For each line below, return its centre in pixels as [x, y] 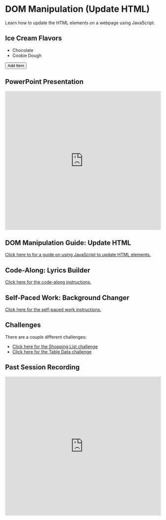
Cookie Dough [27, 55]
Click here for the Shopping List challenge [55, 346]
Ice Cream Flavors [34, 38]
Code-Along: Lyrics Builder [48, 270]
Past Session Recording [42, 367]
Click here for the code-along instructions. [48, 282]
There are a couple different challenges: [46, 337]
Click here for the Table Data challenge [52, 352]
